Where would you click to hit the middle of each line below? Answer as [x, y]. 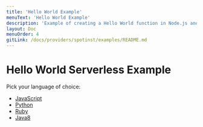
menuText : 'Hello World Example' [48, 18]
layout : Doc [21, 29]
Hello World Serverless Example [89, 70]
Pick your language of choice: [43, 86]
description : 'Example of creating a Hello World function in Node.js [97, 23]
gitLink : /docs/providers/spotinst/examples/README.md [77, 40]
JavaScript [28, 98]
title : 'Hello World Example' [44, 12]
